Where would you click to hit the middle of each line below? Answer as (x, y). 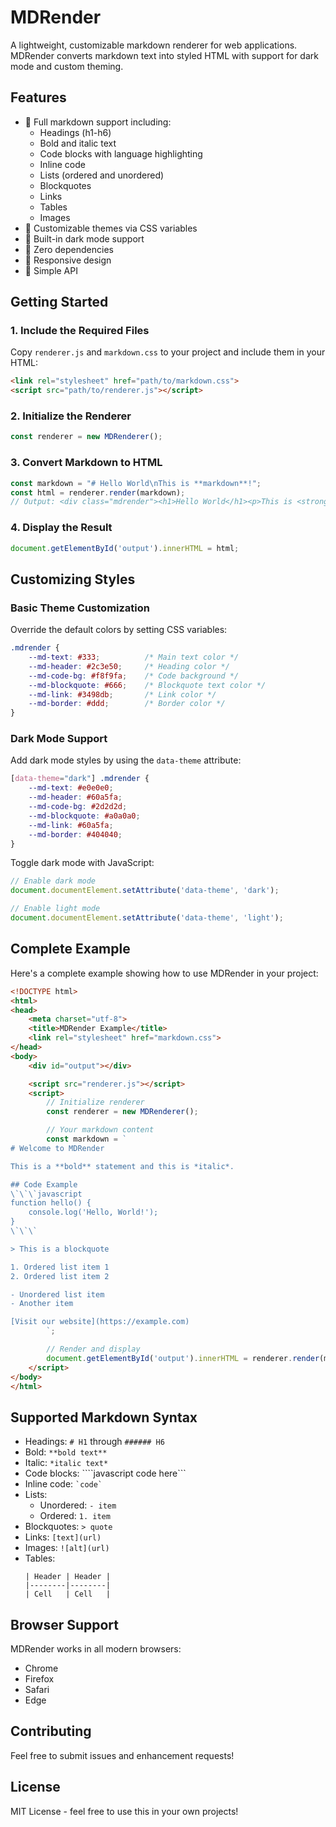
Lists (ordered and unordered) (102, 175)
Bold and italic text (78, 143)
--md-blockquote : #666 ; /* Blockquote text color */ (147, 685)
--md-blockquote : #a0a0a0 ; (84, 816)
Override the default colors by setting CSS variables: (119, 630)
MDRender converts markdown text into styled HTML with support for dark (164, 55)
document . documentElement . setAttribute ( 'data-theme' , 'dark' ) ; (145, 891)
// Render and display (93, 1349)
